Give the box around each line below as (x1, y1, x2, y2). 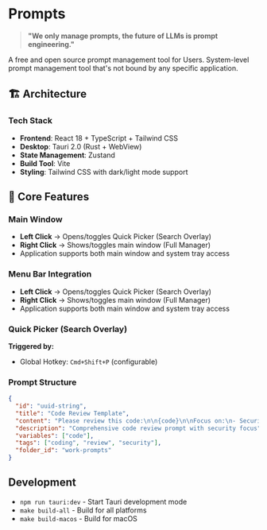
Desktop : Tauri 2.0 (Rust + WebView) (19, 141, 142, 151)
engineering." (27, 39, 75, 48)
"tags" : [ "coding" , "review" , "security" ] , (15, 439, 161, 447)
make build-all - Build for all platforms (19, 505, 147, 515)
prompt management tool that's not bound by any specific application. (8, 63, 238, 72)
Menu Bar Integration (8, 269, 92, 280)
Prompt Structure (8, 377, 77, 388)
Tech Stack (8, 115, 53, 126)
